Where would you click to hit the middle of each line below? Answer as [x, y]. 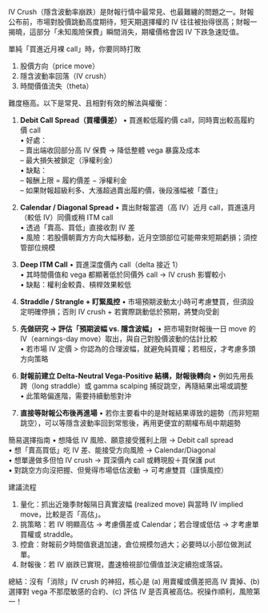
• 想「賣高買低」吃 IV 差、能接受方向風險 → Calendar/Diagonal [112, 450]
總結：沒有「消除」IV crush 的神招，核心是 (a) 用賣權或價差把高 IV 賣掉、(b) [134, 581]
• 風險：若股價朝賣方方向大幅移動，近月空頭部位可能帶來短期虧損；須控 [138, 237]
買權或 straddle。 [48, 534]
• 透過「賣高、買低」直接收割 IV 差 [77, 227]
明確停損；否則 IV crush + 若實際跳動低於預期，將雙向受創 [123, 312]
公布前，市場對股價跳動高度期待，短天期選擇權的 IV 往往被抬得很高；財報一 [133, 22]
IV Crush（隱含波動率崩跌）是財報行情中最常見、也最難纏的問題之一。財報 [131, 12]
